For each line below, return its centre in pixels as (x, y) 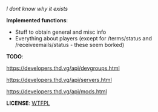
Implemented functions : (37, 20)
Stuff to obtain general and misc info (61, 32)
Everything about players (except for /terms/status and (84, 38)
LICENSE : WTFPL (28, 103)
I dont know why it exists (37, 9)
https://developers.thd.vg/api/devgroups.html (63, 68)
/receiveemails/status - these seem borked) (70, 45)
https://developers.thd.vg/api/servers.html (59, 80)
